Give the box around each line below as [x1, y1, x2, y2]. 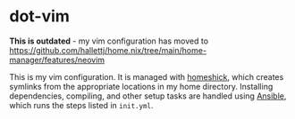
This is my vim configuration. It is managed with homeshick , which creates [9, 71, 284, 82]
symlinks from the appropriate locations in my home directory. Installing [9, 81, 274, 91]
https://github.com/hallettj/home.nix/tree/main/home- [9, 44, 207, 55]
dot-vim [9, 6, 70, 27]
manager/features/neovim [9, 54, 105, 65]
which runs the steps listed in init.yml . [9, 99, 154, 110]
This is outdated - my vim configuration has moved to [9, 36, 208, 46]
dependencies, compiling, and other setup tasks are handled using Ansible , [9, 91, 287, 101]
